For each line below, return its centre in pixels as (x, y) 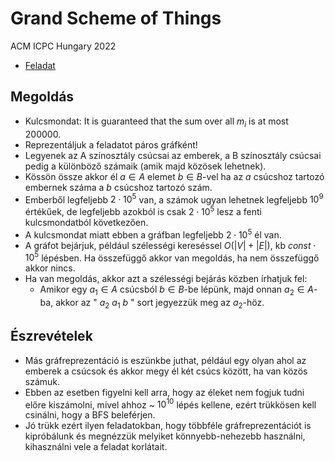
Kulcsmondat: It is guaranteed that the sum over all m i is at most (156, 122)
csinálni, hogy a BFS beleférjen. (90, 415)
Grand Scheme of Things (116, 18)
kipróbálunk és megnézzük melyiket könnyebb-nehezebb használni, (165, 436)
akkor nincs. (50, 268)
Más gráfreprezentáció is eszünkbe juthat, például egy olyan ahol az (165, 360)
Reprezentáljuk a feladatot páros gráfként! (111, 144)
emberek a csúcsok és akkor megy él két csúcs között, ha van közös (166, 371)
